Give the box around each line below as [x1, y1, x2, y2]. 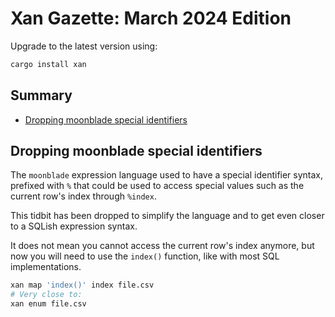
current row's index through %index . [10, 190, 157, 202]
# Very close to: [10, 290, 83, 300]
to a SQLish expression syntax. [10, 220, 138, 232]
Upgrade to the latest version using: [10, 40, 158, 52]
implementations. [10, 261, 82, 273]
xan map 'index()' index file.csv [10, 280, 155, 291]
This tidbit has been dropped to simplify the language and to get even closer [10, 210, 325, 222]
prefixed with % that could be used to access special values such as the [10, 180, 305, 192]
